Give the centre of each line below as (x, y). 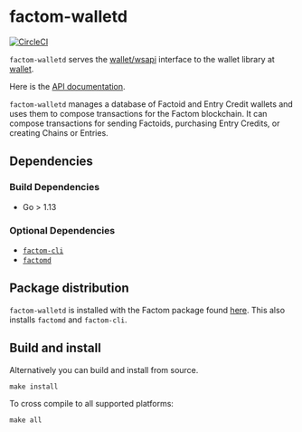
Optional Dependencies (62, 230)
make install (34, 387)
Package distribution (69, 288)
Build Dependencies (55, 187)
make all (26, 420)
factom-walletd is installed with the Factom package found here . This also (147, 310)
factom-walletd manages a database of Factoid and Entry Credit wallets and (151, 104)
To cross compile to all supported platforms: (92, 403)
